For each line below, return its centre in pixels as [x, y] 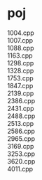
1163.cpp [20, 55]
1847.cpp [20, 85]
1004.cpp [21, 33]
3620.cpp [21, 161]
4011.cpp [20, 169]
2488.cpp [21, 116]
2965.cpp [21, 138]
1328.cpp [21, 70]
